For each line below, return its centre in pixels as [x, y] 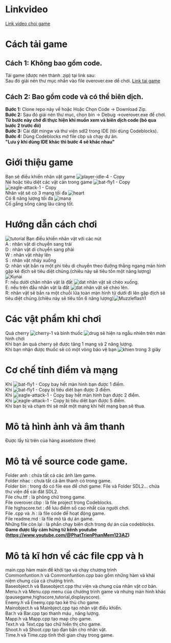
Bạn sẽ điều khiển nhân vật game [40, 176]
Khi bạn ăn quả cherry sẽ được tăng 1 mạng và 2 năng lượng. [69, 344]
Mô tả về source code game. [67, 461]
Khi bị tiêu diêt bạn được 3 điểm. [58, 389]
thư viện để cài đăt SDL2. [32, 492]
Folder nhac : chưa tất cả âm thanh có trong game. [58, 481]
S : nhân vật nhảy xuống [31, 260]
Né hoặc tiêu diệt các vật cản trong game [49, 182]
